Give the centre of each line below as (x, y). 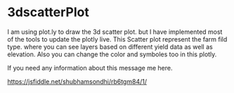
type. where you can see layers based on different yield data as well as (110, 46)
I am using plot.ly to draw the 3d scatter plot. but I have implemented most (115, 32)
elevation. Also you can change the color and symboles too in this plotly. (112, 54)
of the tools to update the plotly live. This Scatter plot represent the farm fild (117, 39)
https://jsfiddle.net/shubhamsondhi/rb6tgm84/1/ (77, 81)
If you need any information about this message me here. (90, 68)
